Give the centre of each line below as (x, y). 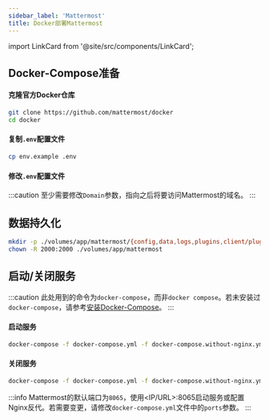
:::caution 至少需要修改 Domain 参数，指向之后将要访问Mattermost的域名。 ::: (132, 195)
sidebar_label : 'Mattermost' (57, 16)
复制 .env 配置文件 (37, 139)
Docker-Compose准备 (64, 73)
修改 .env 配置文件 (37, 176)
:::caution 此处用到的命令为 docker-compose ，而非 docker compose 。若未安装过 (134, 297)
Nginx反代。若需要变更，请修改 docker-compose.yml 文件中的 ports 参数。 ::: (130, 407)
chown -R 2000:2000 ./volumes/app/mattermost (85, 249)
